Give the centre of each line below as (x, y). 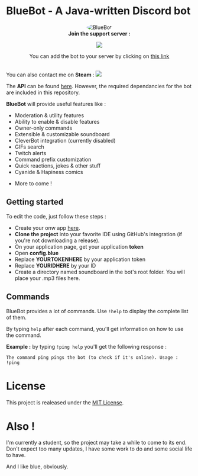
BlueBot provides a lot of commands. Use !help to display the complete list (97, 311)
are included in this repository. (43, 92)
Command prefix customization (53, 159)
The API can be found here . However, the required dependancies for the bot (99, 86)
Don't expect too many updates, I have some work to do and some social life (99, 449)
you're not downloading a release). (57, 240)
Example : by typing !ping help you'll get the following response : (87, 346)
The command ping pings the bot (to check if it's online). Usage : (92, 357)
